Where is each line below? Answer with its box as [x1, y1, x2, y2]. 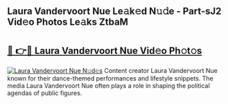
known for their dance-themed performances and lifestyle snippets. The [7, 74, 213, 82]
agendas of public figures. [7, 89, 82, 97]
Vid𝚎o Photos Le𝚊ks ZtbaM [7, 17, 128, 28]
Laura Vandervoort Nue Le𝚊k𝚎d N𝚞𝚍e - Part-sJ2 [7, 6, 222, 17]
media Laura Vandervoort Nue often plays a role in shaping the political [7, 82, 210, 90]
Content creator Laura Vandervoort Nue [103, 67, 218, 74]
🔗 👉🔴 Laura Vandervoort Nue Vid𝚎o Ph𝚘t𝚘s [7, 45, 202, 56]
